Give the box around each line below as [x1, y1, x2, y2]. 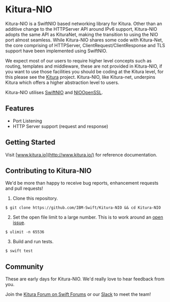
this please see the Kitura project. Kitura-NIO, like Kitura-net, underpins [5, 74, 156, 80]
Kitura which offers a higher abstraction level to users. [5, 79, 119, 85]
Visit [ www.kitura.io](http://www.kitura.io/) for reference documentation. [5, 152, 157, 158]
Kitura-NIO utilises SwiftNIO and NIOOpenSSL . [5, 89, 103, 95]
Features [5, 104, 34, 113]
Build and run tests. [12, 239, 54, 245]
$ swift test [5, 248, 33, 254]
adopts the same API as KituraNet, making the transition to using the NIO [5, 31, 158, 37]
